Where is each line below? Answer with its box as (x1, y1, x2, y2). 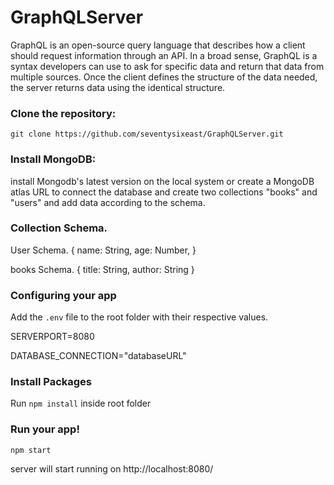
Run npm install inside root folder (10, 397, 152, 410)
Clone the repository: (10, 106, 117, 120)
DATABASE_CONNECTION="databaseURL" (10, 350, 187, 362)
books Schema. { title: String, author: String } (10, 263, 195, 275)
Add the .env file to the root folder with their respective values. (10, 311, 269, 323)
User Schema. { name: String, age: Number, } (10, 244, 197, 256)
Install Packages (10, 375, 92, 389)
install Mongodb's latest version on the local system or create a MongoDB (10, 175, 315, 187)
